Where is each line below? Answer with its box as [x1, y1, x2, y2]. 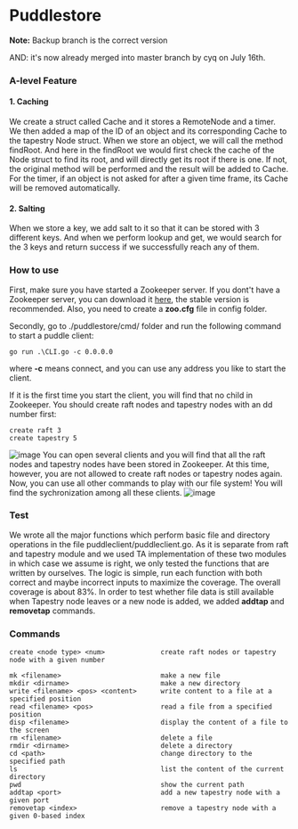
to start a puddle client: [9, 330, 94, 341]
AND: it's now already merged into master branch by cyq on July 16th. [9, 52, 266, 62]
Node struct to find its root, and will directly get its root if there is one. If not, [9, 154, 287, 165]
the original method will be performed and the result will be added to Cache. [9, 164, 289, 175]
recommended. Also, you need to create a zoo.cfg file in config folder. [9, 303, 268, 314]
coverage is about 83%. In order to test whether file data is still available [9, 586, 274, 597]
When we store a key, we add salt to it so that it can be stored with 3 [9, 223, 260, 234]
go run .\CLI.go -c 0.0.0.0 [9, 347, 114, 357]
